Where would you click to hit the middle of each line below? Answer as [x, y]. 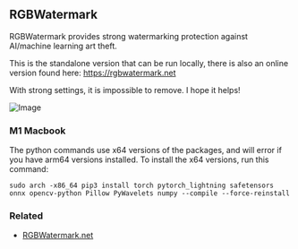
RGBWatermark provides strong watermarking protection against [129, 36]
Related [26, 216]
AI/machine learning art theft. [64, 46]
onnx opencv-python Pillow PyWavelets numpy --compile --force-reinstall [150, 193]
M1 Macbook [38, 131]
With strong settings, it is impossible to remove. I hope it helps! [125, 90]
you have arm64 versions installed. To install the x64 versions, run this [140, 159]
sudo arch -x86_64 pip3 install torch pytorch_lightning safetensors [142, 186]
